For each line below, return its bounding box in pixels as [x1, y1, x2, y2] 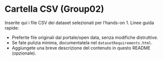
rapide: [4, 25, 19, 30]
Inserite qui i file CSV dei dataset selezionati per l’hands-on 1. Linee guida [4, 20, 154, 26]
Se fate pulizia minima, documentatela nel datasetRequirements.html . [11, 39, 153, 45]
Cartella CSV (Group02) [4, 3, 104, 15]
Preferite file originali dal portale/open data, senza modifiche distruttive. [11, 34, 159, 40]
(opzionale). [11, 50, 37, 56]
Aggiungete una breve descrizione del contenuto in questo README [11, 45, 151, 51]
